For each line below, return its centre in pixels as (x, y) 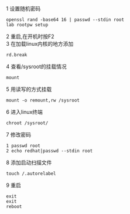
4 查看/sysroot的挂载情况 (37, 67)
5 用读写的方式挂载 (29, 89)
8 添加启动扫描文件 (29, 162)
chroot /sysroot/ (27, 123)
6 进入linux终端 (24, 112)
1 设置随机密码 (23, 9)
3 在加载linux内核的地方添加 (40, 44)
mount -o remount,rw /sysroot (43, 100)
